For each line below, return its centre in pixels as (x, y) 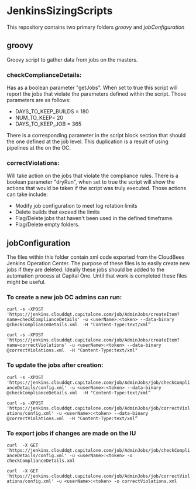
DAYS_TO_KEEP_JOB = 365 (48, 124)
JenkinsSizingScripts (60, 11)
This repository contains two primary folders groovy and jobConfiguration (96, 27)
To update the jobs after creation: (55, 365)
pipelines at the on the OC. (39, 148)
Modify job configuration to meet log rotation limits (76, 206)
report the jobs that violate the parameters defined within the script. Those (97, 94)
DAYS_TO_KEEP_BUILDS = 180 (52, 111)
